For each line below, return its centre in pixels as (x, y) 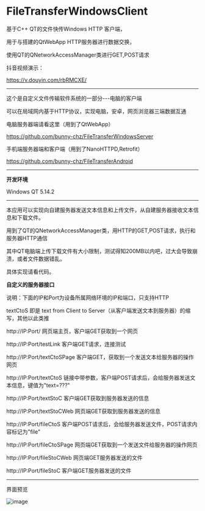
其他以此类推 (33, 318)
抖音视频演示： (25, 68)
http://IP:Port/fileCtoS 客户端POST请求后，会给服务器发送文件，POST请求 (99, 424)
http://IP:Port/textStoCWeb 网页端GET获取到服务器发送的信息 (83, 411)
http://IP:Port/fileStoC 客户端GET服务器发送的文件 (69, 470)
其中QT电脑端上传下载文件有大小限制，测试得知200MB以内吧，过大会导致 (99, 251)
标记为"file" (26, 432)
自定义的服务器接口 (31, 284)
